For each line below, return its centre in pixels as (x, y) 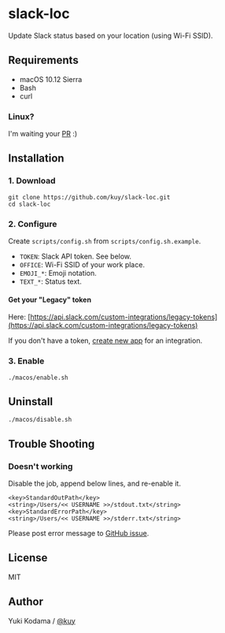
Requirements (43, 60)
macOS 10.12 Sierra (51, 79)
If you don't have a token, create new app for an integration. (105, 341)
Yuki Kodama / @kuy (42, 620)
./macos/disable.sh (40, 420)
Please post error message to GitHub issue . (79, 534)
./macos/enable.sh (38, 378)
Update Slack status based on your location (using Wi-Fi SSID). (111, 35)
